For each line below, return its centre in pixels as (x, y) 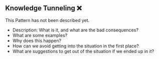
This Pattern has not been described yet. (47, 20)
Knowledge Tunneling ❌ (43, 8)
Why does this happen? (37, 40)
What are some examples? (40, 35)
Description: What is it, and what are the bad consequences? (75, 30)
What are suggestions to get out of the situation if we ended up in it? (83, 51)
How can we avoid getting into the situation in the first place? (75, 46)
